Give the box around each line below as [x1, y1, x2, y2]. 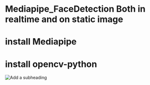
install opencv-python [5, 59, 97, 69]
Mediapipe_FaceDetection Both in [5, 3, 146, 15]
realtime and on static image [5, 14, 124, 25]
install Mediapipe [5, 36, 77, 47]
